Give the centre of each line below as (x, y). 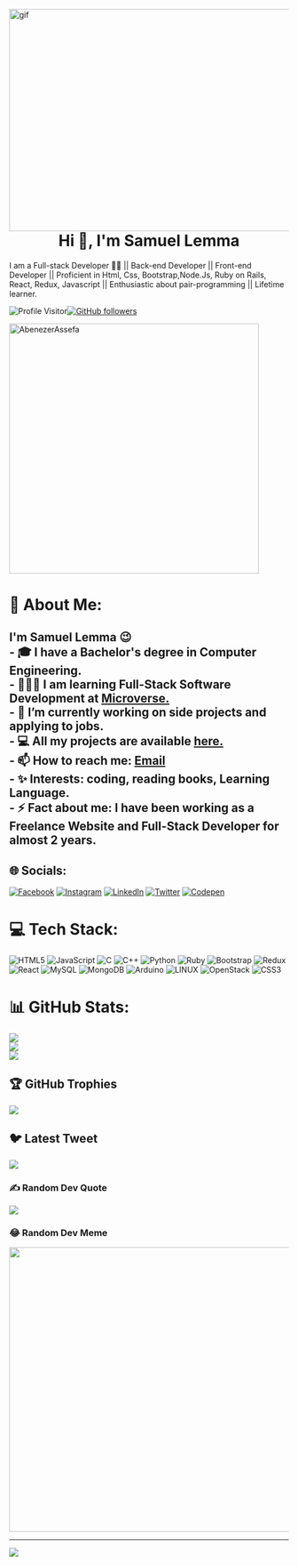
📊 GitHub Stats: (70, 1007)
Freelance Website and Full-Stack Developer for (144, 827)
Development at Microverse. (90, 699)
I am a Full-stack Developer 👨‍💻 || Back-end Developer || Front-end (130, 265)
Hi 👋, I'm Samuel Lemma (149, 241)
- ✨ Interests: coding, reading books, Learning (140, 779)
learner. (23, 293)
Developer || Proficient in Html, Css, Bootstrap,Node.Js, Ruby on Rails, (138, 275)
